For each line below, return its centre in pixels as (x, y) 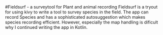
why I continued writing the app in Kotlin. (46, 27)
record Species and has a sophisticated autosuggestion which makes (75, 17)
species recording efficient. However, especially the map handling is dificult (81, 22)
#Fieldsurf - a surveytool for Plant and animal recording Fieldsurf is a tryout (81, 7)
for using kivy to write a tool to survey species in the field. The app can (77, 12)
